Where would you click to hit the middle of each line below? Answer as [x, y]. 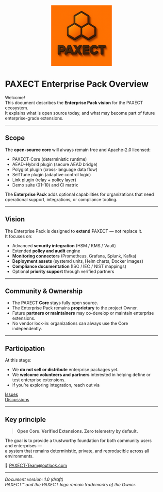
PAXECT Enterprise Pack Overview [77, 84]
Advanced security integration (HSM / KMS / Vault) [64, 245]
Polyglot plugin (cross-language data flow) [55, 169]
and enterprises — [24, 446]
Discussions [17, 400]
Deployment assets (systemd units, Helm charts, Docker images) [78, 261]
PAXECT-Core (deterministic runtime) [49, 159]
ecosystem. [17, 108]
